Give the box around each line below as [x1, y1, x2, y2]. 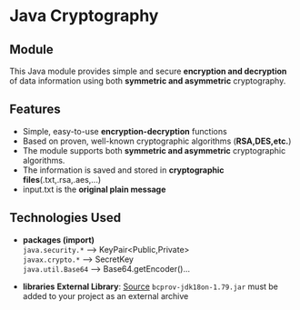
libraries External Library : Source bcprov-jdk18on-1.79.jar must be [22, 281, 279, 292]
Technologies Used [9, 210, 121, 225]
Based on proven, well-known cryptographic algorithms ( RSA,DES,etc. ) [22, 135, 292, 146]
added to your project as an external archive [22, 290, 189, 301]
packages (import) [22, 234, 95, 245]
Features [9, 102, 61, 117]
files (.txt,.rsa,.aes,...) [22, 174, 102, 185]
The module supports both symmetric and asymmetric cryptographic [22, 145, 286, 155]
